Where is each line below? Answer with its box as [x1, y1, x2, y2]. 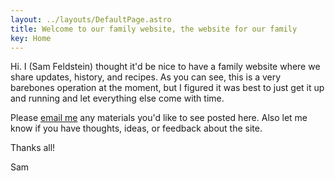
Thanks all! [10, 142, 56, 154]
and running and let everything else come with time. [10, 92, 225, 105]
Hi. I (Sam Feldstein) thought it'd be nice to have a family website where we [10, 61, 321, 73]
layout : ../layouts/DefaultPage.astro [10, 14, 172, 25]
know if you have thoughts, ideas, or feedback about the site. [10, 122, 263, 135]
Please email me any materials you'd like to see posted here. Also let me [10, 112, 308, 124]
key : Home [10, 33, 52, 43]
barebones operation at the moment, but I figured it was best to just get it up [10, 82, 325, 94]
